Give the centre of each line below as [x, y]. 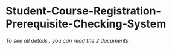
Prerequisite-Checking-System [86, 24]
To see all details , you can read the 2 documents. [68, 40]
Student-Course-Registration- [83, 11]
